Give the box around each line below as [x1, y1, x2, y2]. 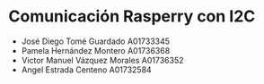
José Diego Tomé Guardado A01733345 [21, 36, 171, 46]
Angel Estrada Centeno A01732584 [21, 64, 152, 75]
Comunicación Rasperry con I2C [8, 6, 256, 27]
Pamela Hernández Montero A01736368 [21, 45, 171, 55]
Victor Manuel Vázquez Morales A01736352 [21, 55, 184, 65]
